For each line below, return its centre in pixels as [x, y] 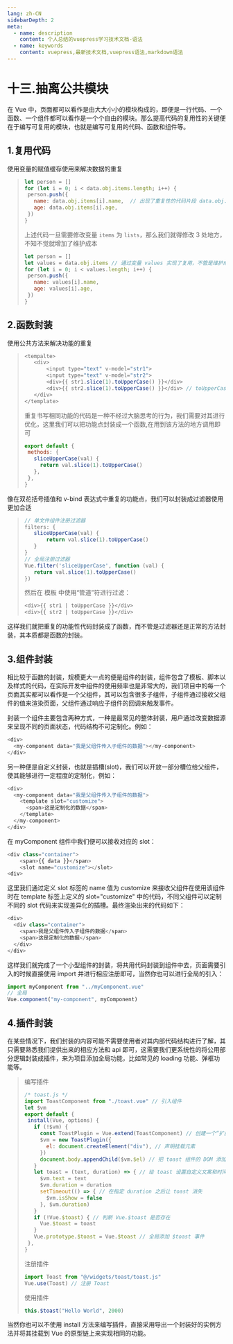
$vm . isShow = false [74, 1198]
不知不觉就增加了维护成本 [61, 243]
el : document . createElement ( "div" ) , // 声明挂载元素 [121, 1146]
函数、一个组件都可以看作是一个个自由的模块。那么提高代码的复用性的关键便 [116, 118]
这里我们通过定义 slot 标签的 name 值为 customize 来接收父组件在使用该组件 [116, 888]
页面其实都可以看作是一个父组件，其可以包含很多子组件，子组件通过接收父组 [116, 694]
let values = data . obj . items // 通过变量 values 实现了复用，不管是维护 [123, 263]
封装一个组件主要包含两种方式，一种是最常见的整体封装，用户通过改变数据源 [116, 718]
